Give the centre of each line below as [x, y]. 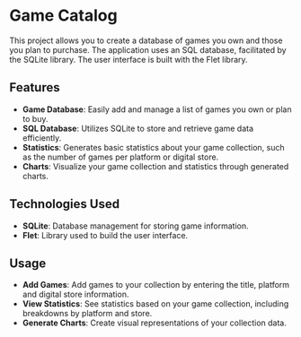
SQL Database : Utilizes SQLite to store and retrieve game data [138, 128]
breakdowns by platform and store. [87, 314]
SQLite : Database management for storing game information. [135, 226]
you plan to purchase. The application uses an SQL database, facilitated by [148, 49]
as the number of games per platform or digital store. [120, 157]
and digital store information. [75, 294]
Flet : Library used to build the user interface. [105, 235]
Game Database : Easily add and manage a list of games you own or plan [157, 109]
